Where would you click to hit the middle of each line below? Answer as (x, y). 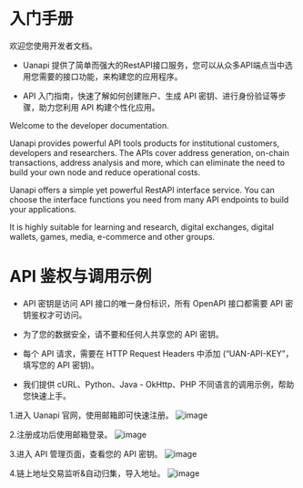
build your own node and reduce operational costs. (105, 172)
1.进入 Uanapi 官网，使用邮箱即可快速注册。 (91, 415)
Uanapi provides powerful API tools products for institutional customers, (145, 143)
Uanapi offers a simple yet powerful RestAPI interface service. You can (142, 190)
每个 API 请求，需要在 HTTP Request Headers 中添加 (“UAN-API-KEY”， (158, 353)
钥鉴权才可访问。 (55, 315)
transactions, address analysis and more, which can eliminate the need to (147, 162)
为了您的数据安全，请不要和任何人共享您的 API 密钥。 (123, 334)
